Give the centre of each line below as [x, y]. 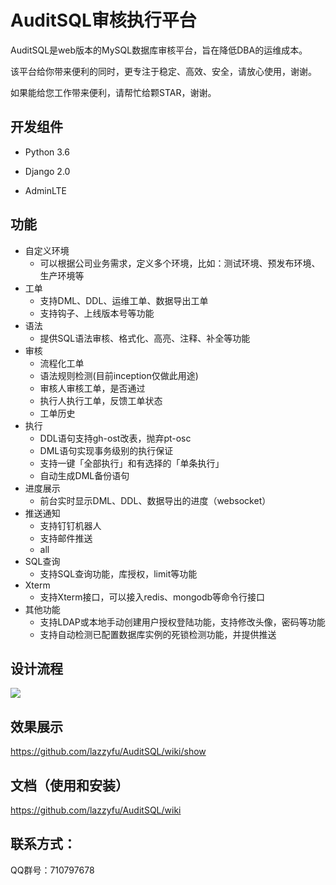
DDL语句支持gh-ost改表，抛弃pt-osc [115, 438]
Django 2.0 [47, 171]
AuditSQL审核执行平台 [103, 20]
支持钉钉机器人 [70, 525]
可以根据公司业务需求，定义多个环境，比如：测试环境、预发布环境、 [180, 263]
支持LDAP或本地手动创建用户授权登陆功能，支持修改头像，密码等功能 [182, 622]
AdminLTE [45, 190]
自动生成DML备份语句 [84, 475]
